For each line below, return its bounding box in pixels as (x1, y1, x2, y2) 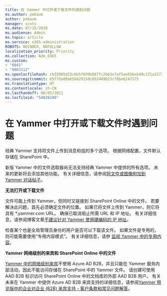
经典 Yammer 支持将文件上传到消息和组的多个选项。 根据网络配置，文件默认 (5, 148, 161, 154)
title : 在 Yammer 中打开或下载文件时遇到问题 (5, 7, 90, 12)
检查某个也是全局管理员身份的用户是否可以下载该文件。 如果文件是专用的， (5, 227, 159, 233)
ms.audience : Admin (5, 30, 46, 35)
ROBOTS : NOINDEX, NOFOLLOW (5, 44, 61, 49)
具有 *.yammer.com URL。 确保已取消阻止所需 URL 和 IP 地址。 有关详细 (5, 211, 153, 217)
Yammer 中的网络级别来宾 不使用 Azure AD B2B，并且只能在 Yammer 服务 (5, 261, 156, 267)
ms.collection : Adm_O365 (5, 53, 57, 59)
